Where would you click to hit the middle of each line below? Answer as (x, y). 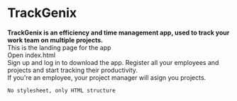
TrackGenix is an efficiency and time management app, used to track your (118, 32)
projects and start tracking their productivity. (73, 70)
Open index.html (31, 55)
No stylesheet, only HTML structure (61, 90)
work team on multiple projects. (55, 40)
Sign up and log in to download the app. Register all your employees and (113, 62)
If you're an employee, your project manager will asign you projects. (107, 77)
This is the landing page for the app (59, 47)
